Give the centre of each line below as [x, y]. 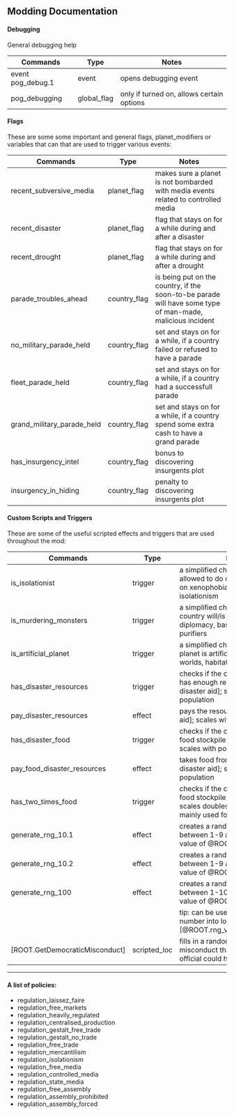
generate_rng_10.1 [42, 835]
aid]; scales [198, 720]
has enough [198, 682]
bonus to [170, 453]
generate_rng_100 [41, 892]
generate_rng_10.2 [42, 864]
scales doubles [204, 806]
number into [199, 921]
